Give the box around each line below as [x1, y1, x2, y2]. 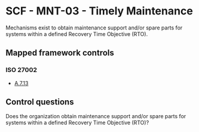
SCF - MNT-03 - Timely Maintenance [5, 4, 194, 18]
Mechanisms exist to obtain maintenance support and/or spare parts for [5, 24, 183, 31]
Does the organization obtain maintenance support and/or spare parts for [5, 113, 186, 120]
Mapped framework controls [5, 48, 115, 58]
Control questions [5, 97, 74, 107]
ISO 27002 [5, 66, 37, 74]
